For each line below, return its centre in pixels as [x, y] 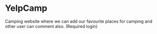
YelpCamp [26, 8]
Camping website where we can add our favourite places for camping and [79, 21]
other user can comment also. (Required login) [51, 26]
